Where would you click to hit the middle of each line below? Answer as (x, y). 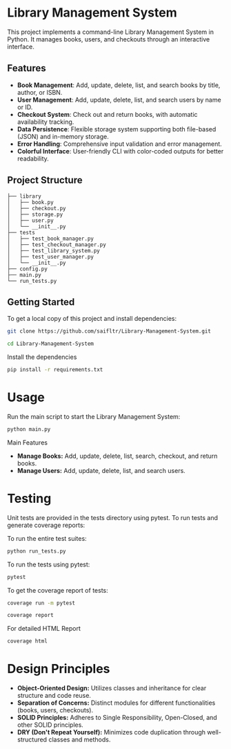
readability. (33, 158)
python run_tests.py (37, 551)
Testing (29, 499)
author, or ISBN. (40, 92)
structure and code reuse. (54, 696)
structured (32, 740)
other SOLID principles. (50, 725)
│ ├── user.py (30, 220)
